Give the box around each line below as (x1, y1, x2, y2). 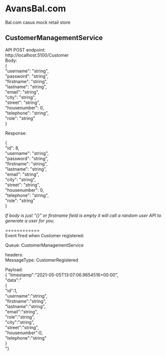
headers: (5, 252, 23, 257)
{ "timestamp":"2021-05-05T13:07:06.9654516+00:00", (5, 272, 119, 278)
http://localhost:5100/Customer (5, 52, 69, 58)
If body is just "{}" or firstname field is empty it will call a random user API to (5, 212, 162, 218)
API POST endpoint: (5, 47, 46, 52)
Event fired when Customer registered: (5, 232, 84, 238)
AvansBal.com (5, 3, 66, 14)
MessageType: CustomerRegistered (5, 257, 78, 263)
